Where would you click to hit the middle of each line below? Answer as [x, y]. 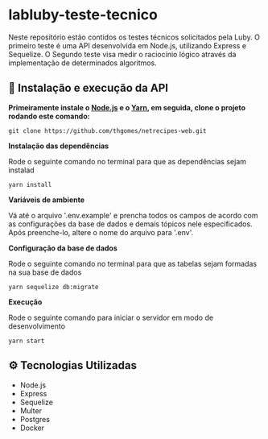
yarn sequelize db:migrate [54, 287]
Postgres [35, 419]
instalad [21, 170]
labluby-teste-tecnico [83, 15]
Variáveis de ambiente [47, 200]
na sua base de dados [45, 272]
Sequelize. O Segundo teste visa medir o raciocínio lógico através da [122, 54]
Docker [32, 428]
